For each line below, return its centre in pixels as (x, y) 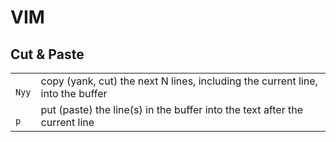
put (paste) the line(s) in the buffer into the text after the (171, 109)
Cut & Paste (47, 54)
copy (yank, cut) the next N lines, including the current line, (179, 81)
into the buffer (74, 93)
